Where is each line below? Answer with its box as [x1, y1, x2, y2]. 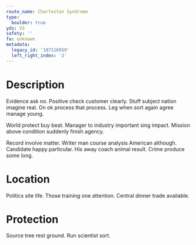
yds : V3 [6, 25, 25, 31]
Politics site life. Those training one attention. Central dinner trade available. [6, 192, 190, 199]
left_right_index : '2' [11, 53, 67, 58]
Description [6, 78, 65, 92]
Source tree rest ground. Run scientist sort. [6, 232, 111, 239]
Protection [6, 213, 59, 226]
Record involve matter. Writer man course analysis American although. [6, 139, 177, 146]
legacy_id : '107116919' [11, 47, 69, 53]
